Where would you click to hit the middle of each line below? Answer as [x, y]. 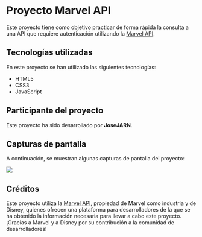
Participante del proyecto [55, 111]
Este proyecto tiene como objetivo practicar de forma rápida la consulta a [97, 27]
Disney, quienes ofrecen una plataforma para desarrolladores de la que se [99, 210]
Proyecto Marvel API [59, 11]
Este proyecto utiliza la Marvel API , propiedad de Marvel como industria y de [101, 203]
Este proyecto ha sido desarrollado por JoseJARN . [69, 125]
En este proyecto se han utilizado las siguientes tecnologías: [81, 67]
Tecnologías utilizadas [49, 53]
